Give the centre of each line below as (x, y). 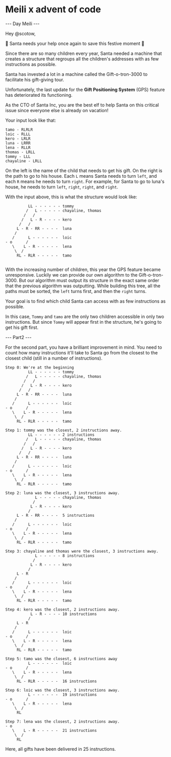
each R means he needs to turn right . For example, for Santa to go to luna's (85, 181)
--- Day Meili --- (22, 24)
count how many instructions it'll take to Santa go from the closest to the (82, 352)
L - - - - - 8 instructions (65, 556)
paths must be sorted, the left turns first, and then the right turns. (76, 291)
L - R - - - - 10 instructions (64, 614)
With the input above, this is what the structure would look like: (71, 197)
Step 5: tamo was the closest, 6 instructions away (61, 659)
